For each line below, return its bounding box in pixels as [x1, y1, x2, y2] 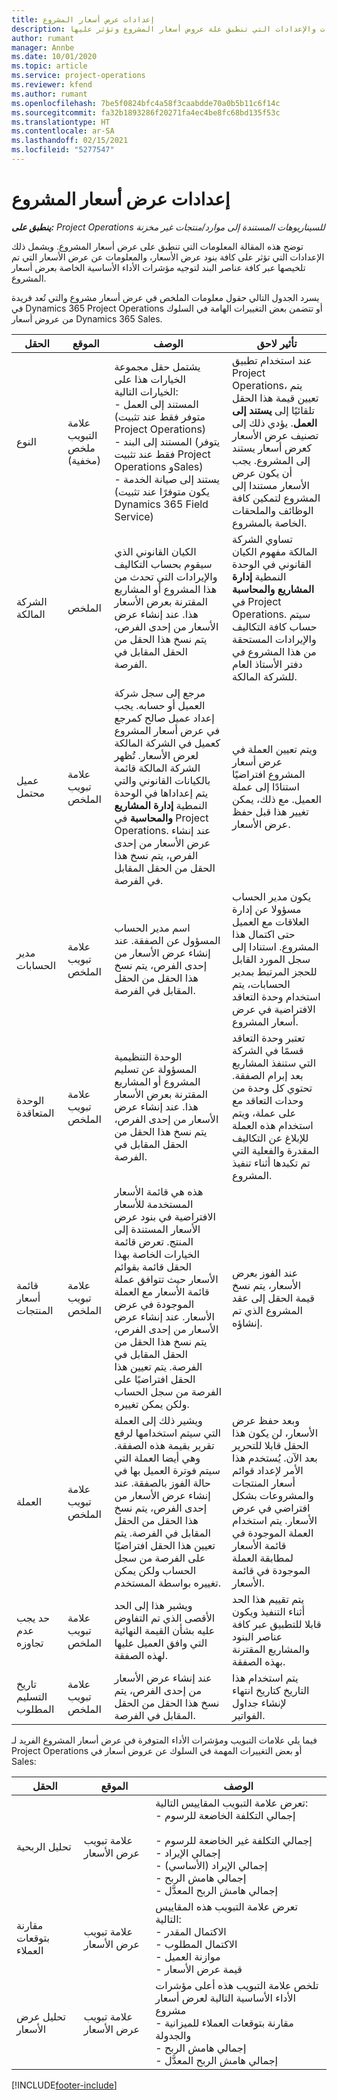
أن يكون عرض [232, 466, 293, 480]
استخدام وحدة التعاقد [232, 989, 321, 1003]
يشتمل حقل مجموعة [114, 359, 201, 373]
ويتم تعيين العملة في [232, 742, 318, 756]
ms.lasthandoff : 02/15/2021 [11, 136, 129, 146]
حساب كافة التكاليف [232, 619, 318, 633]
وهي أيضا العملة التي [114, 1451, 201, 1465]
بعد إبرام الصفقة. [232, 1068, 304, 1082]
